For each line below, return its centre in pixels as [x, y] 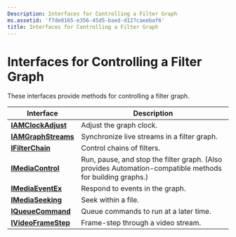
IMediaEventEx [37, 188]
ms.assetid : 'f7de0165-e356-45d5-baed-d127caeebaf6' [86, 20]
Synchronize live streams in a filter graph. [149, 136]
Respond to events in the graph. [133, 188]
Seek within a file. [110, 200]
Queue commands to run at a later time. [146, 212]
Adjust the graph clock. [119, 125]
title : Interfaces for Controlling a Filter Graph [83, 27]
